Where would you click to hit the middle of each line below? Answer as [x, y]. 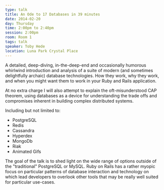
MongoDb [22, 141]
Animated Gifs [27, 152]
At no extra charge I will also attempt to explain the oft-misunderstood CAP [81, 90]
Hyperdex [22, 136]
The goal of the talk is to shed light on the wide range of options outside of [81, 161]
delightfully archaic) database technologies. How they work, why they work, [82, 76]
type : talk [16, 10]
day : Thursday [20, 23]
